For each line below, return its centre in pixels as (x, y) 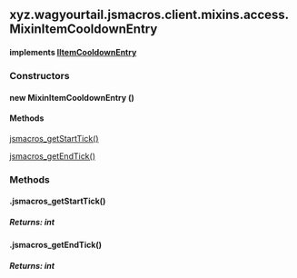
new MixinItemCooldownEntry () (72, 97)
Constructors (40, 75)
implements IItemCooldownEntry (73, 52)
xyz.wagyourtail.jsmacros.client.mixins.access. (149, 15)
